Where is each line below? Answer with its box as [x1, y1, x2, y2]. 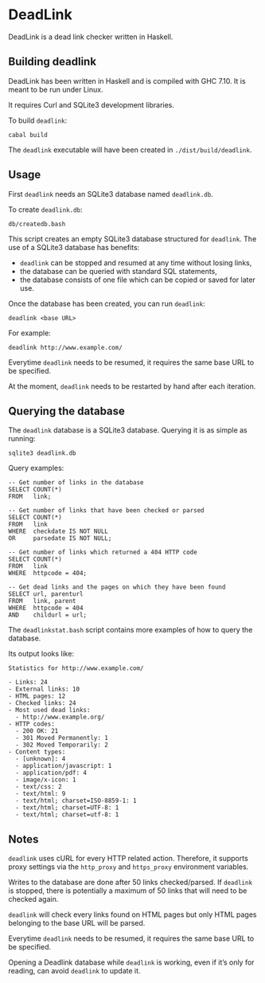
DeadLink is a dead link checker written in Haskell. [8, 32, 173, 41]
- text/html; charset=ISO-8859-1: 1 [15, 797, 137, 805]
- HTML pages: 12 [8, 692, 66, 700]
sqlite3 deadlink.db [8, 449, 77, 457]
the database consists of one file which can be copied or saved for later [19, 275, 256, 284]
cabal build [8, 131, 48, 139]
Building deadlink [8, 55, 97, 69]
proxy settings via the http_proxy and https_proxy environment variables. [8, 862, 249, 871]
